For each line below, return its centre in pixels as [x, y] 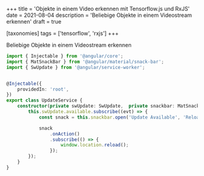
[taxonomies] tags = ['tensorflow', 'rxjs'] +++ [63, 33]
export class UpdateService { [45, 100]
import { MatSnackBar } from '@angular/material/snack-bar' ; [85, 62]
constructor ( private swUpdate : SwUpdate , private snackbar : [96, 106]
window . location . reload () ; [95, 145]
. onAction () [65, 134]
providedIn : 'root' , [43, 89]
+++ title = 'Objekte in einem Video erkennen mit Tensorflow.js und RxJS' [98, 9]
